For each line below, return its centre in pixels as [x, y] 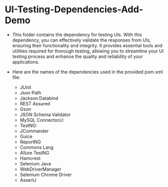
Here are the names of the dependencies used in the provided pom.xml [88, 72]
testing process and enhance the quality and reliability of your [78, 56]
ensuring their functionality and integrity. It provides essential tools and [87, 45]
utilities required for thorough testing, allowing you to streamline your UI [88, 51]
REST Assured [35, 103]
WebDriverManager [41, 169]
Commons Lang [37, 147]
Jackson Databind [39, 98]
